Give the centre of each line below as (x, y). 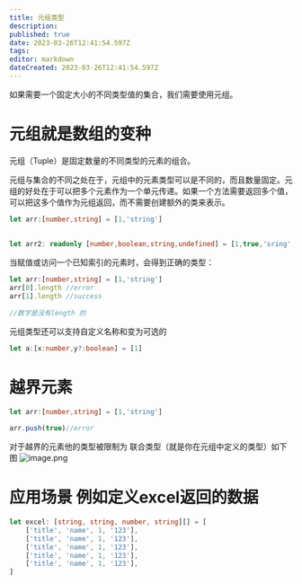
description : (34, 26)
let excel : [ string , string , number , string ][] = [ (108, 522)
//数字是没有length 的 (48, 313)
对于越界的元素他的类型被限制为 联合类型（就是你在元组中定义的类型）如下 (148, 447)
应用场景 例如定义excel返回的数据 (134, 497)
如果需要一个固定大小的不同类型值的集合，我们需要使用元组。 (124, 94)
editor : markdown (42, 59)
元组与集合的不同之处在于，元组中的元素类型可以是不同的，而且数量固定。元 (151, 180)
